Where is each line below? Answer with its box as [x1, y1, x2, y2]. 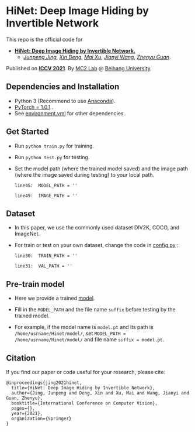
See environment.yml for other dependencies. [14, 109, 126, 116]
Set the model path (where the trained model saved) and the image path [14, 165, 189, 172]
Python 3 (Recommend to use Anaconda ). [14, 97, 116, 104]
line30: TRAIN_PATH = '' [14, 253, 78, 259]
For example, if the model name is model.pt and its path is [14, 324, 154, 331]
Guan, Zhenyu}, [6, 395, 43, 401]
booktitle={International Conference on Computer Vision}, [11, 400, 158, 406]
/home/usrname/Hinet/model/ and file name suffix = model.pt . [14, 336, 165, 343]
